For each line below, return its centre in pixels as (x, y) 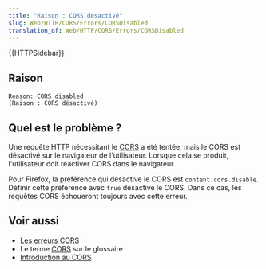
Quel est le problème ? (65, 128)
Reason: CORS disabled (46, 96)
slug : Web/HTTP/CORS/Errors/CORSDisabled (78, 23)
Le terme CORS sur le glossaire (71, 248)
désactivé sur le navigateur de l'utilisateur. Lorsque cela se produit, (119, 155)
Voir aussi (34, 221)
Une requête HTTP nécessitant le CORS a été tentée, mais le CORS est (125, 147)
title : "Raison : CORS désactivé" (66, 16)
